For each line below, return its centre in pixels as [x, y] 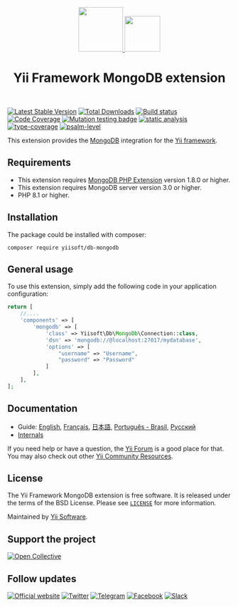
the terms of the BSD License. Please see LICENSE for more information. [112, 503]
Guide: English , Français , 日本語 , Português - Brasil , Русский [107, 426]
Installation [33, 217]
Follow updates [42, 579]
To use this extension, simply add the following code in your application [112, 286]
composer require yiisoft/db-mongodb [63, 248]
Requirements [39, 163]
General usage [40, 269]
